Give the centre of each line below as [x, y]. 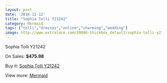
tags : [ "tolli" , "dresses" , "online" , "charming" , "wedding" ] [66, 28]
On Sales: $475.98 [25, 56]
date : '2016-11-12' [25, 14]
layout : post [19, 10]
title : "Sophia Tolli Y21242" [37, 19]
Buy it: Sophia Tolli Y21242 [32, 66]
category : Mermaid [24, 23]
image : [12, 33]
